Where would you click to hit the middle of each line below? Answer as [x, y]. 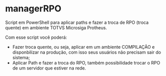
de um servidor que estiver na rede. [49, 68]
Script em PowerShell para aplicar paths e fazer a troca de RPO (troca [77, 22]
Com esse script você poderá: [36, 37]
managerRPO [33, 9]
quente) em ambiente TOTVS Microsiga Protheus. [56, 27]
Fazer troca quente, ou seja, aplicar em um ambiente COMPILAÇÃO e [83, 47]
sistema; [21, 57]
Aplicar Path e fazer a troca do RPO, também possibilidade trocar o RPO [86, 63]
